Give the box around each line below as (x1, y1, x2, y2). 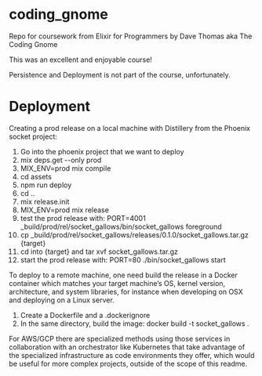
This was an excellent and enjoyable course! (9, 55, 152, 64)
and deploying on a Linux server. (9, 295, 115, 305)
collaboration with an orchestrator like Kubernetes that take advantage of (9, 342, 246, 352)
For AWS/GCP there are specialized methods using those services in (9, 334, 231, 343)
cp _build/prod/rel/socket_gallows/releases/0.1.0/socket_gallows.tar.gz (20, 230, 249, 240)
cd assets (20, 172, 52, 181)
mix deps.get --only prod (20, 155, 102, 164)
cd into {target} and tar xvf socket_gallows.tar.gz (20, 247, 179, 256)
